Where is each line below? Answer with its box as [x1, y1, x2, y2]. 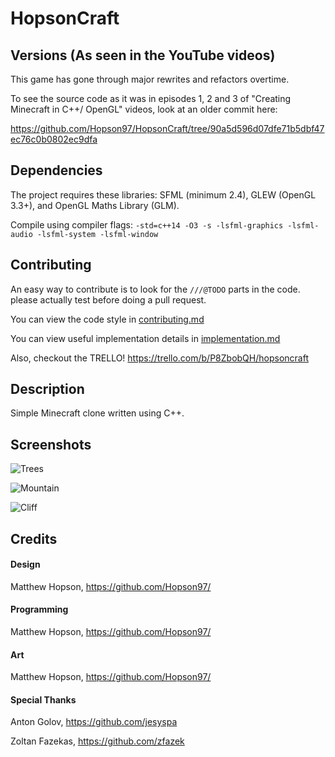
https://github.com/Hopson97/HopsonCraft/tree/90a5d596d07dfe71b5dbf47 [10, 123, 325, 134]
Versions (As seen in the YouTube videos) [10, 47, 276, 64]
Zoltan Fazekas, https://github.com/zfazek [10, 735, 185, 747]
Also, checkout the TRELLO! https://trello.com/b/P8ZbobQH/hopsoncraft [10, 352, 309, 364]
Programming [10, 603, 69, 616]
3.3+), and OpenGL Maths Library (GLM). [10, 199, 180, 211]
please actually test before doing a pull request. [10, 293, 207, 306]
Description [10, 381, 85, 398]
